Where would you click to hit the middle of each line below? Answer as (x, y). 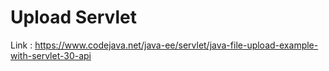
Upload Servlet (73, 17)
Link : (21, 45)
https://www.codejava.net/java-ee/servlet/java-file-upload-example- (176, 45)
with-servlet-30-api (51, 55)
